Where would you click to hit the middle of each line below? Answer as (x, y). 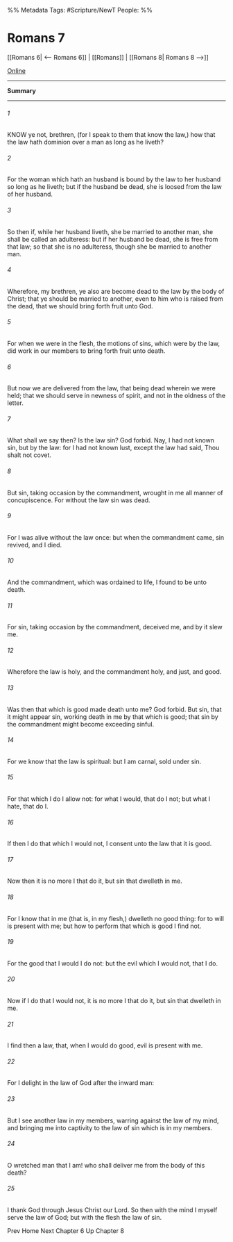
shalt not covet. (29, 455)
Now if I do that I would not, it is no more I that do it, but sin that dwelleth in (114, 1001)
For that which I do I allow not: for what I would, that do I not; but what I (109, 799)
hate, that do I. (28, 806)
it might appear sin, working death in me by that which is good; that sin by (113, 717)
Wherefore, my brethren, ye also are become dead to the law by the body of (116, 291)
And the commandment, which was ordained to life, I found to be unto (107, 582)
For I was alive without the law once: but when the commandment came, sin (116, 537)
